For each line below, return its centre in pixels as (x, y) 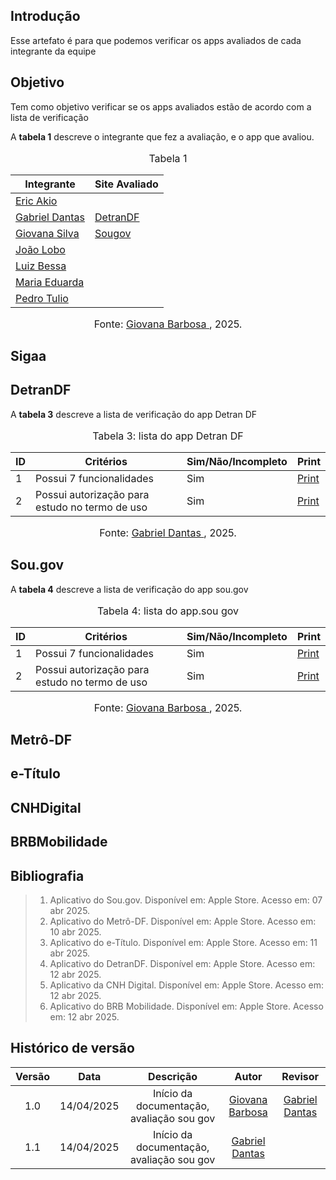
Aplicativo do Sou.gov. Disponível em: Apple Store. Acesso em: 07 (186, 900)
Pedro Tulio (42, 298)
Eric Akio (36, 201)
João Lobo (40, 249)
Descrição (173, 1076)
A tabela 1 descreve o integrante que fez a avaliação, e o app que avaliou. (162, 136)
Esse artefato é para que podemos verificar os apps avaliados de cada (156, 40)
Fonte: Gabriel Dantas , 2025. (168, 532)
